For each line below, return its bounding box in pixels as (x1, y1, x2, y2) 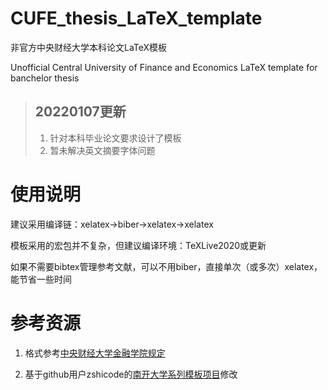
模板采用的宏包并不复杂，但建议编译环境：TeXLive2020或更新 (10, 239, 267, 251)
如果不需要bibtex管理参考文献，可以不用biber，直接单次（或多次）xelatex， (10, 260, 323, 272)
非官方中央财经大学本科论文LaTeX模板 (10, 41, 168, 53)
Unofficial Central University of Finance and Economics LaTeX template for (10, 61, 318, 73)
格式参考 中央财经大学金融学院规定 (24, 347, 166, 359)
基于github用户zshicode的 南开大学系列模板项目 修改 (24, 368, 238, 380)
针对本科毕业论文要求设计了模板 (49, 132, 182, 144)
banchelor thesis (10, 72, 80, 84)
